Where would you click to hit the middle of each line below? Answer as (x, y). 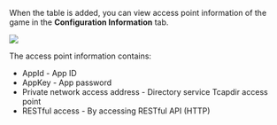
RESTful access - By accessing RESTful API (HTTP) (116, 111)
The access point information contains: (81, 56)
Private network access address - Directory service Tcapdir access (145, 92)
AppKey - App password (67, 82)
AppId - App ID (49, 73)
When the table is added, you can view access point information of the (138, 13)
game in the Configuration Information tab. (89, 22)
